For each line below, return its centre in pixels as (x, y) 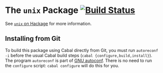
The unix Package (42, 10)
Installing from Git (33, 39)
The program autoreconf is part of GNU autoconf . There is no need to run (79, 61)
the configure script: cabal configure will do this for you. (62, 65)
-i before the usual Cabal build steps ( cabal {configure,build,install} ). (79, 55)
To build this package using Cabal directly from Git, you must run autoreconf (81, 50)
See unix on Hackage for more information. (48, 24)
